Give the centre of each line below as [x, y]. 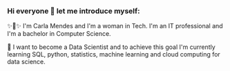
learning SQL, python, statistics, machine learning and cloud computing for [114, 54]
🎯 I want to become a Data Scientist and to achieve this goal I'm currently [111, 47]
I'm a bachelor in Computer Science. [59, 34]
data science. [27, 62]
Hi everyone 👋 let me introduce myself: [74, 11]
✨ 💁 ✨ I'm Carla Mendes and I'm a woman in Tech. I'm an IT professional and [115, 26]
